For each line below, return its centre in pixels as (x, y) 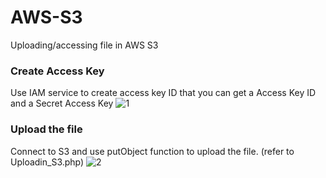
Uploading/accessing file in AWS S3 (84, 45)
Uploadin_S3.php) (47, 162)
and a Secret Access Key (62, 103)
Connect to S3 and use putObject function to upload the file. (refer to (152, 151)
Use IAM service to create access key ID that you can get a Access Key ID (163, 93)
